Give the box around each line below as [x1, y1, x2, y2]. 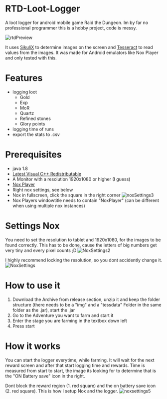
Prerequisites [5, 149, 62, 160]
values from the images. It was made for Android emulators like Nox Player [5, 49, 159, 55]
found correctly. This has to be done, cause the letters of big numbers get [5, 242, 157, 248]
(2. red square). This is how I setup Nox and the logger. [5, 388, 119, 394]
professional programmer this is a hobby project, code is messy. [5, 24, 137, 30]
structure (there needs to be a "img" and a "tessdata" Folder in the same [12, 301, 162, 307]
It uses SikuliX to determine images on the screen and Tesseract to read [5, 44, 153, 50]
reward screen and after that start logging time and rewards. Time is [5, 362, 145, 368]
